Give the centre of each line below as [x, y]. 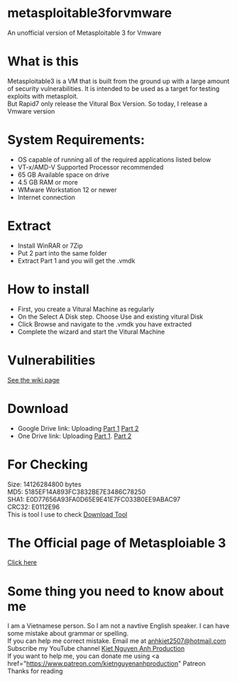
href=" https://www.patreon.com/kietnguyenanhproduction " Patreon [106, 664]
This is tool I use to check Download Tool [67, 514]
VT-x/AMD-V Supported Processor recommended [90, 167]
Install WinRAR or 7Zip [50, 246]
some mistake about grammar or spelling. [68, 634]
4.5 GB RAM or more [48, 182]
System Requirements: [76, 140]
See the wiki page [34, 380]
